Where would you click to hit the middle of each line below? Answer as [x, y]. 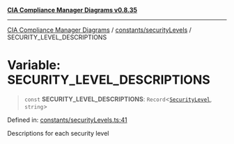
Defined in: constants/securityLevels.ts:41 [67, 120]
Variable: [34, 65]
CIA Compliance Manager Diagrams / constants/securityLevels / [99, 30]
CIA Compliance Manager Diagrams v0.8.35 [72, 10]
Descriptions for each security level [58, 133]
